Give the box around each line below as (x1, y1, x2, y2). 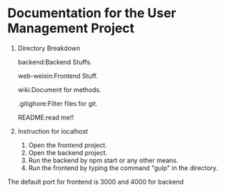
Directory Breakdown (17, 44, 81, 52)
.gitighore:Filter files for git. (17, 99, 98, 108)
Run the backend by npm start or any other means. (28, 156, 179, 164)
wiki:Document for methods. (17, 85, 101, 94)
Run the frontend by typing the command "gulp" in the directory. (28, 163, 219, 172)
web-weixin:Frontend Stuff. (17, 71, 99, 80)
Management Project (7, 20, 134, 36)
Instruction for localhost (17, 127, 89, 135)
